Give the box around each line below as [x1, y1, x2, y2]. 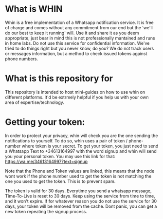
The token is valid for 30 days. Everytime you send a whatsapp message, [5, 188, 152, 194]
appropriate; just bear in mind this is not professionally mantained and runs [5, 35, 155, 41]
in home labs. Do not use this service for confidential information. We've [5, 40, 150, 46]
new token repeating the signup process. [5, 208, 88, 214]
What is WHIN [5, 3, 63, 15]
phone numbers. [5, 56, 38, 61]
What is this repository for [5, 73, 113, 84]
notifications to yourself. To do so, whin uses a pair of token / [5, 138, 128, 143]
